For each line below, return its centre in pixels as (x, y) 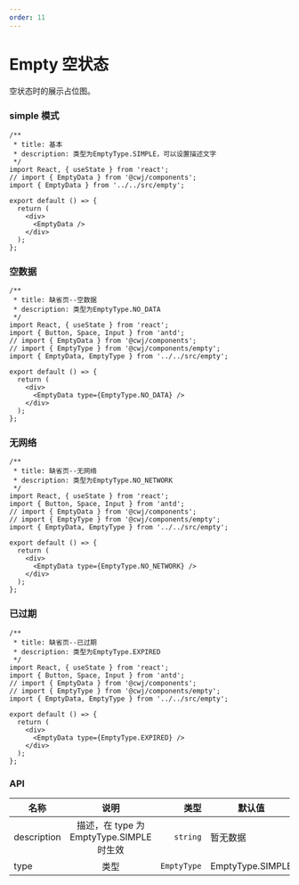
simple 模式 (34, 116)
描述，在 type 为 (111, 825)
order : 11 (28, 17)
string (188, 837)
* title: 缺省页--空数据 (55, 300)
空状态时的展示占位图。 (52, 91)
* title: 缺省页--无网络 (55, 471)
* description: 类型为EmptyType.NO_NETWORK (93, 481)
